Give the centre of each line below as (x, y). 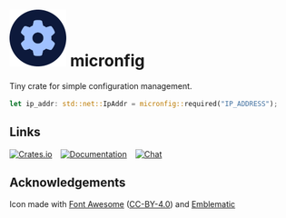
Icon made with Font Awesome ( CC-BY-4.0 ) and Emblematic (123, 204)
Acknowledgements (68, 183)
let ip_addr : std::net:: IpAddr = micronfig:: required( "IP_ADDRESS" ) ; (144, 104)
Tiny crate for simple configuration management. (101, 85)
